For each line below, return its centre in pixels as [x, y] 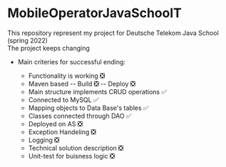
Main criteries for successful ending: [72, 61]
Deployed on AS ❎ [56, 123]
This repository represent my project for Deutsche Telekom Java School [113, 33]
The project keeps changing [49, 48]
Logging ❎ [44, 140]
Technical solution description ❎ [76, 148]
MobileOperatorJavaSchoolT [94, 13]
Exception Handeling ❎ [62, 132]
